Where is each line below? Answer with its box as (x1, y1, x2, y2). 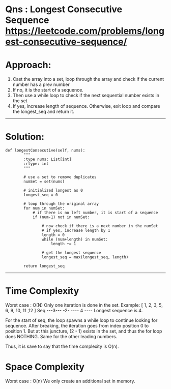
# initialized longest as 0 (23, 188, 83, 193)
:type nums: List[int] (23, 157, 72, 162)
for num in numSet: (23, 206, 65, 211)
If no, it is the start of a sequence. (12, 87, 84, 93)
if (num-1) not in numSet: (32, 215, 90, 220)
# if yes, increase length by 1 (41, 228, 110, 233)
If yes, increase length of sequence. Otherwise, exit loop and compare (12, 103, 160, 109)
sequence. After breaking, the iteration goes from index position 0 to (5, 323, 149, 328)
